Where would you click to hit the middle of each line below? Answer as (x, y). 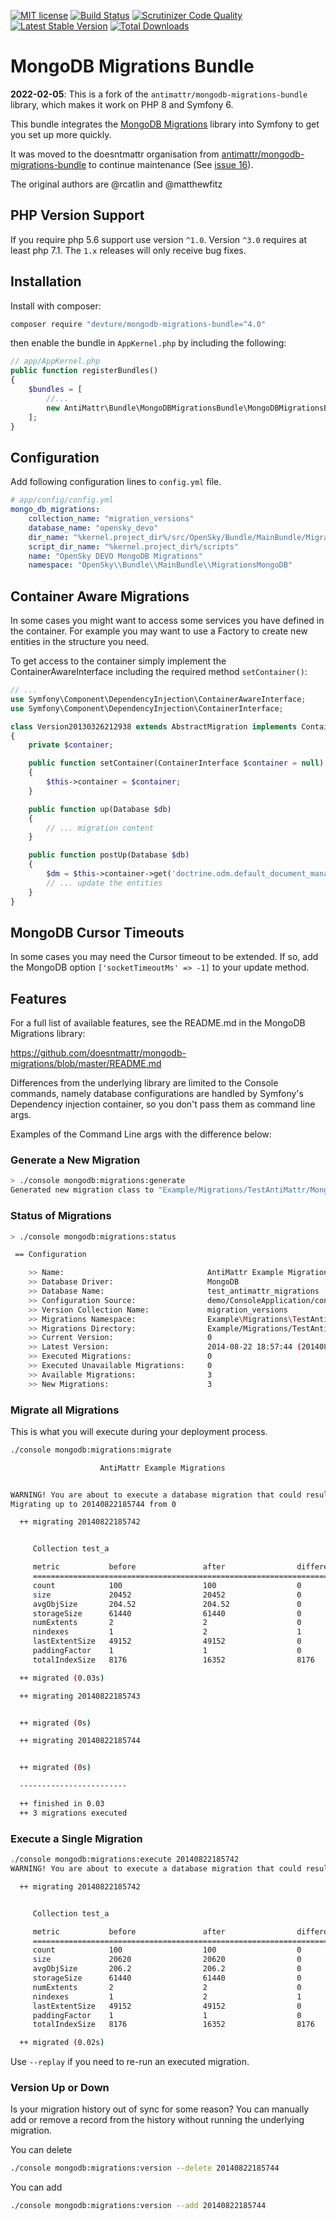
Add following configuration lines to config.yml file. (116, 482)
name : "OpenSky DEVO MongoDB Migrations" (115, 556)
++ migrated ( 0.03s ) (62, 1678)
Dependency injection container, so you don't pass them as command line (163, 1104)
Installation (46, 281)
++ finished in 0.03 (62, 1804)
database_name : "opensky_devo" (93, 528)
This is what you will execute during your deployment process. (139, 1431)
